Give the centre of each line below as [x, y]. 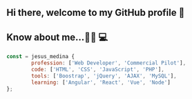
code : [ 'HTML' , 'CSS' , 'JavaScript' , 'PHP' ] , [98, 69]
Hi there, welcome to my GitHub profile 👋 [96, 13]
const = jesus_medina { [41, 57]
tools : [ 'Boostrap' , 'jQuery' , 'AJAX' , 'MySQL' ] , [104, 76]
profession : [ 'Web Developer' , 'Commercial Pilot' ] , [109, 63]
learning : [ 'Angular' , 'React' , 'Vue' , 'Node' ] [101, 82]
